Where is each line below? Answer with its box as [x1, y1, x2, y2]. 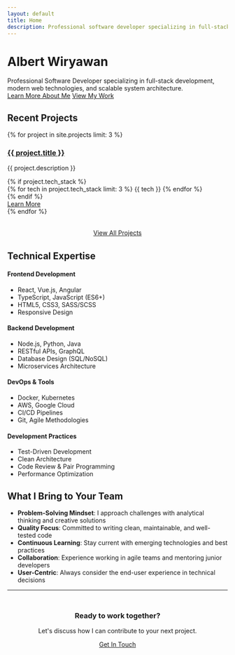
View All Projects [93, 229, 142, 237]
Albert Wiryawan [7, 53, 108, 69]
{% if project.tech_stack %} [7, 177, 87, 186]
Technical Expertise [7, 250, 96, 262]
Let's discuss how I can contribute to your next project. [38, 627, 197, 635]
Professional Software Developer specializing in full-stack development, [7, 76, 215, 85]
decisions [17, 576, 45, 584]
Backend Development [7, 324, 75, 332]
